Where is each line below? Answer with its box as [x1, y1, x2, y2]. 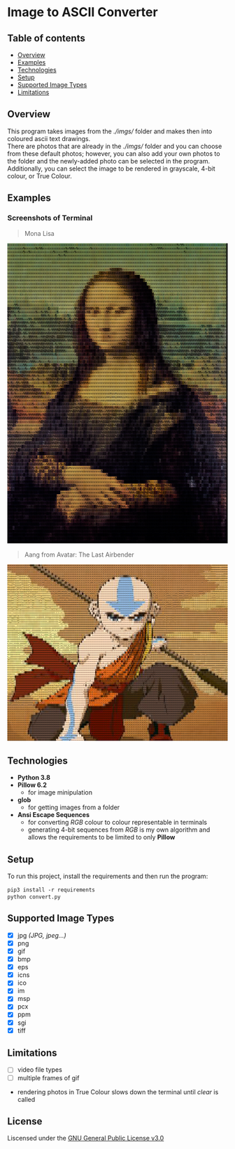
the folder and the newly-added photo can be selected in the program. [7, 157, 211, 165]
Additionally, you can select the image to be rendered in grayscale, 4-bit [7, 164, 215, 173]
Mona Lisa [24, 229, 55, 237]
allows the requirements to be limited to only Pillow [27, 833, 176, 842]
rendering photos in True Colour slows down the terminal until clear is [17, 1087, 219, 1096]
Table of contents [7, 32, 85, 44]
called [17, 1095, 36, 1103]
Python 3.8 [17, 773, 51, 782]
